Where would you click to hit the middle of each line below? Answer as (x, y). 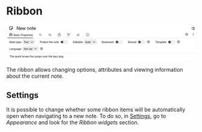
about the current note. (35, 76)
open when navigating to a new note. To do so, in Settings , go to (86, 116)
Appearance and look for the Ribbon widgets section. (73, 122)
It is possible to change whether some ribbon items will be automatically (96, 110)
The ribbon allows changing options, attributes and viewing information (95, 70)
